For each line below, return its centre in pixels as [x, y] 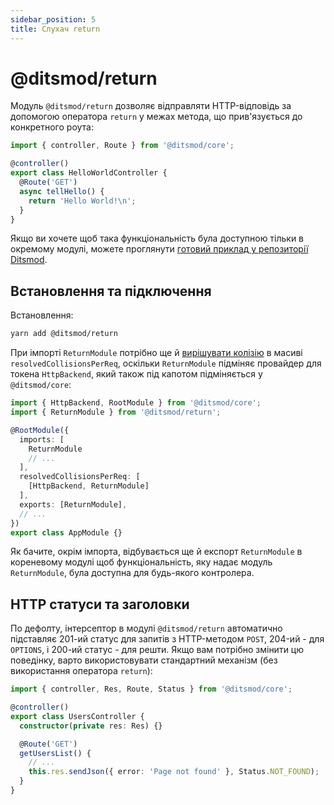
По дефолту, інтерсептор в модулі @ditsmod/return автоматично [146, 628]
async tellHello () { [62, 191]
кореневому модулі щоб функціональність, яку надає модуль [141, 562]
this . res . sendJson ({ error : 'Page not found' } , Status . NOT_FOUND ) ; [174, 772]
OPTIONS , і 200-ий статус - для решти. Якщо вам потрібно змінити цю [157, 650]
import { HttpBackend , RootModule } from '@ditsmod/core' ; [136, 403]
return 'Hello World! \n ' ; [82, 201]
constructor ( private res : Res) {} [91, 726]
